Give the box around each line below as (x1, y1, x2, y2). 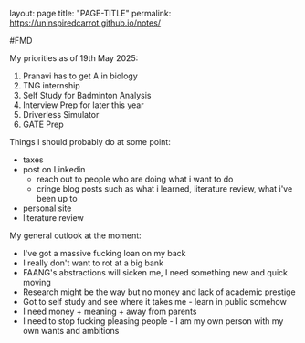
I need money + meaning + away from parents (22, 306, 197, 317)
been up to (36, 193, 78, 203)
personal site (22, 203, 72, 213)
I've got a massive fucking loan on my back (22, 248, 186, 258)
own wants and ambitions (22, 326, 120, 336)
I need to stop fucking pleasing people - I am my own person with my (22, 316, 284, 327)
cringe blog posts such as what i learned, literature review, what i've (36, 183, 293, 194)
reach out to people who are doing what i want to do (36, 173, 234, 184)
